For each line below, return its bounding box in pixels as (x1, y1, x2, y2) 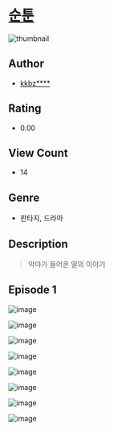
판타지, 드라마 (19, 213, 64, 223)
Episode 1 (8, 283, 58, 297)
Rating (8, 101, 42, 116)
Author (8, 57, 44, 71)
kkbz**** (19, 78, 50, 88)
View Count (8, 146, 68, 160)
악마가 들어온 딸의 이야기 (27, 260, 106, 269)
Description (8, 237, 68, 251)
